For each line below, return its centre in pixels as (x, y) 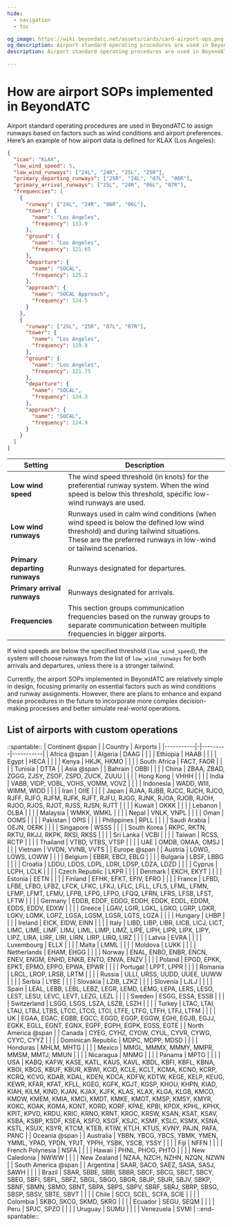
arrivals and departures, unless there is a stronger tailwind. (91, 666)
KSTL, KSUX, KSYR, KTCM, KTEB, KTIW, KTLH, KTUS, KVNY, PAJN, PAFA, (113, 1128)
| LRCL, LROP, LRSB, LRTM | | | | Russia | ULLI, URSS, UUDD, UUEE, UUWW (115, 974)
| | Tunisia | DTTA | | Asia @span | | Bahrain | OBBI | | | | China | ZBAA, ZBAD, (116, 769)
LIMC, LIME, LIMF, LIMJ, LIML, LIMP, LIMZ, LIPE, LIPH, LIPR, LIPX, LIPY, (109, 930)
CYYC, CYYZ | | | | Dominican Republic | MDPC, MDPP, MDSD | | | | (103, 1040)
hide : (15, 13)
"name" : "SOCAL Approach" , (71, 294)
